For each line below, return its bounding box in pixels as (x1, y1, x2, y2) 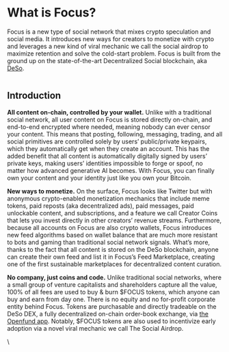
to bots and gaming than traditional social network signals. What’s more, (7, 238, 211, 246)
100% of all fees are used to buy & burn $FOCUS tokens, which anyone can (7, 288, 220, 296)
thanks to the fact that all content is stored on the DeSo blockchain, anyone (7, 245, 219, 253)
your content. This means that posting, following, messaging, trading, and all (7, 130, 223, 138)
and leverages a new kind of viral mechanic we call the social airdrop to (7, 42, 208, 50)
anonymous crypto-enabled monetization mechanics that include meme (7, 194, 210, 202)
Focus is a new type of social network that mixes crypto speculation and (7, 27, 211, 36)
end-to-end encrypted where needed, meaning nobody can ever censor (7, 122, 211, 131)
